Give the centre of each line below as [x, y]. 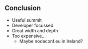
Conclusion [23, 8]
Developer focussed [33, 25]
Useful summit [27, 20]
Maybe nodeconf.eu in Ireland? [51, 41]
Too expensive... [29, 36]
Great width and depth [35, 30]
